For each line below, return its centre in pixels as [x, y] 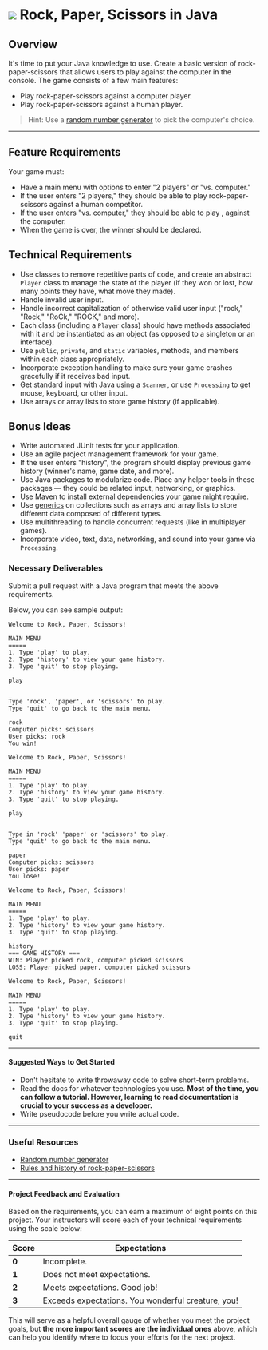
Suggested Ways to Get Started [62, 1062]
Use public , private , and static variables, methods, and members [129, 350]
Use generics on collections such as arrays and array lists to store [128, 505]
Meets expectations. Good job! [100, 1288]
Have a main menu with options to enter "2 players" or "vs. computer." [135, 187]
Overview [33, 44]
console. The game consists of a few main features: [93, 80]
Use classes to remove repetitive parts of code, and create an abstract [136, 274]
